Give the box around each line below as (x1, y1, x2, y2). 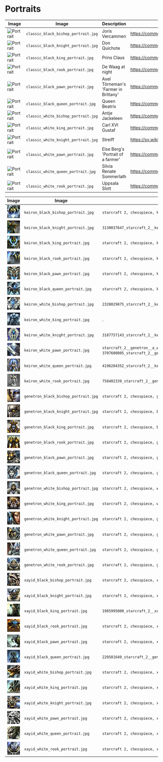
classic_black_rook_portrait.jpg (26, 67, 94, 72)
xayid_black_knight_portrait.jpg (24, 593, 92, 598)
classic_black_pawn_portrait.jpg (26, 84, 94, 90)
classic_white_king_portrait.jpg (26, 125, 94, 130)
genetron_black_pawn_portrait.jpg (24, 455, 94, 461)
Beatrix (101, 103, 116, 109)
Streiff (101, 137, 114, 142)
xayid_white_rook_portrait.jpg (24, 746, 87, 752)
